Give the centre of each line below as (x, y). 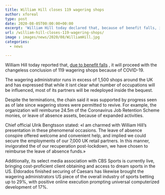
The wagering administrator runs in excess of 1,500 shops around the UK (79, 79)
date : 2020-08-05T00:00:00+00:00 (39, 23)
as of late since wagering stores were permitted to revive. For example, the (81, 105)
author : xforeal (22, 14)
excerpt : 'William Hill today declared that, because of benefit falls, (81, 28)
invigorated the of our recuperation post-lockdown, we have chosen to (77, 146)
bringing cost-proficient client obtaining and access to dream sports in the (80, 166)
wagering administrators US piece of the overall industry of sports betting (80, 176)
